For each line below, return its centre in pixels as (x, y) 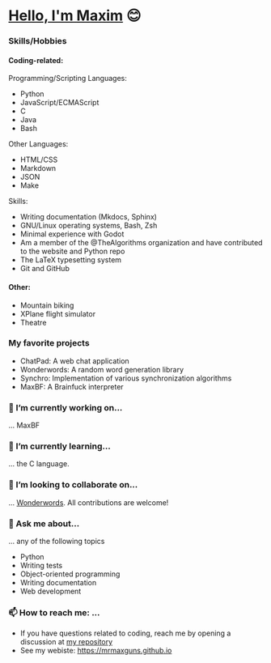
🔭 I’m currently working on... (66, 407)
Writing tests (41, 565)
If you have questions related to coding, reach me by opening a (125, 633)
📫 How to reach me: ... (54, 612)
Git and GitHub (45, 269)
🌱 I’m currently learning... (59, 446)
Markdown (38, 168)
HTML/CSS (39, 159)
